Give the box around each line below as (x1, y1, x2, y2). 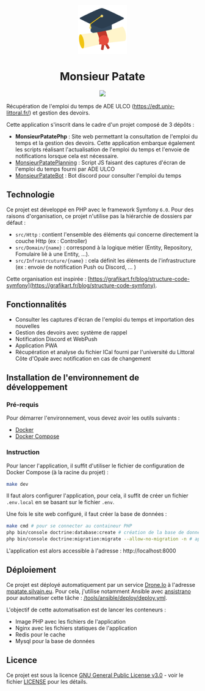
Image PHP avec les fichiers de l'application (15, 617, 126, 625)
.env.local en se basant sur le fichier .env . (6, 499, 115, 506)
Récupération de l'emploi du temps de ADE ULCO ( (6, 102, 134, 110)
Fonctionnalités (6, 300, 67, 310)
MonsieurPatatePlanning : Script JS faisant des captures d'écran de (15, 159, 186, 166)
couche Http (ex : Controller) (15, 237, 87, 244)
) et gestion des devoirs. (29, 109, 90, 116)
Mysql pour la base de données (15, 637, 95, 644)
